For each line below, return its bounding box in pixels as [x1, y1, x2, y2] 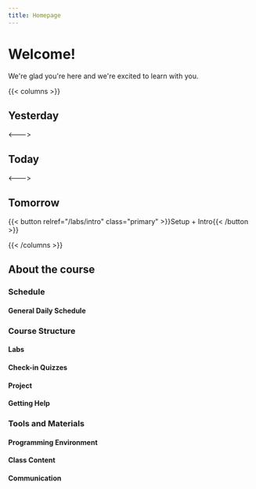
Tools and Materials [8, 418, 85, 429]
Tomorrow [8, 196, 60, 209]
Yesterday [8, 109, 59, 122]
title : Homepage [8, 11, 61, 20]
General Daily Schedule [8, 306, 86, 315]
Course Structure [8, 325, 76, 336]
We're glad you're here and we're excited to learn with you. [8, 71, 199, 81]
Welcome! [8, 45, 76, 63]
